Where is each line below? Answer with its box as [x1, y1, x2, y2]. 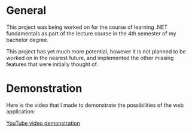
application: [6, 107, 35, 115]
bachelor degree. [6, 36, 49, 43]
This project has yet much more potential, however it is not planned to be [6, 47, 187, 55]
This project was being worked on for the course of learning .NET [6, 23, 168, 31]
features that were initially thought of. [6, 61, 99, 68]
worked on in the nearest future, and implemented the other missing [6, 54, 174, 61]
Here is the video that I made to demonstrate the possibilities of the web [6, 101, 184, 109]
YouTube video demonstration [6, 119, 81, 127]
